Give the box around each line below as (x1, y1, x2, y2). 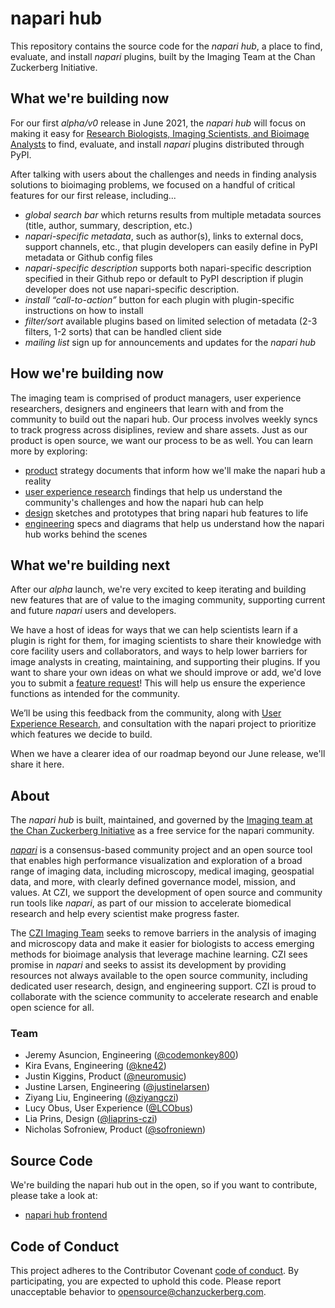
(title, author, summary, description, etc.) (24, 219, 193, 231)
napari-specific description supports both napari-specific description (24, 262, 312, 274)
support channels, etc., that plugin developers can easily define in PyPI (24, 240, 318, 252)
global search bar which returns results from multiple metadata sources (24, 208, 322, 221)
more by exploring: (10, 445, 88, 457)
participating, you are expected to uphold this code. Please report (10, 1275, 282, 1287)
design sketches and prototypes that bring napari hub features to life (24, 507, 309, 519)
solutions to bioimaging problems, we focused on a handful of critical (10, 178, 296, 191)
